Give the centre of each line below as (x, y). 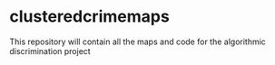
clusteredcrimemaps (89, 17)
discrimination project (50, 51)
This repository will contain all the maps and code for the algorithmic (137, 42)
